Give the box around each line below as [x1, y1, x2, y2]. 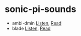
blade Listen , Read [12, 25, 51, 31]
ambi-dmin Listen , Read [12, 20, 61, 26]
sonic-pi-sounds [5, 3, 76, 15]
